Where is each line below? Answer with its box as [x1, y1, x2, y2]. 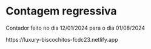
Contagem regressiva [5, 4, 117, 18]
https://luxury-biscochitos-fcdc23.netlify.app [5, 36, 118, 43]
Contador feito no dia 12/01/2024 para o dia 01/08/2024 [5, 24, 146, 31]
